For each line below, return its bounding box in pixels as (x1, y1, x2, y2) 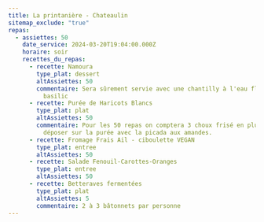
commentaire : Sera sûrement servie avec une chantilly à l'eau (36, 84, 247, 93)
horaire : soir (22, 48, 68, 56)
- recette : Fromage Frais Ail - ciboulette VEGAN (28, 135, 195, 144)
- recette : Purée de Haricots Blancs (28, 99, 153, 107)
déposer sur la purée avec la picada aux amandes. (42, 128, 213, 136)
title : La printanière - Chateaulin (8, 11, 128, 20)
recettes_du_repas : (22, 56, 86, 64)
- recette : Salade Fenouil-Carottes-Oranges (28, 158, 178, 166)
